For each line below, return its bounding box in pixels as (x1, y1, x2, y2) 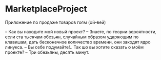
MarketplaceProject (5, 3, 87, 15)
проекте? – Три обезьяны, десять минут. (5, 49, 89, 55)
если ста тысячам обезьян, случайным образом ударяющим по (5, 34, 139, 40)
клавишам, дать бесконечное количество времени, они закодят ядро (5, 39, 151, 45)
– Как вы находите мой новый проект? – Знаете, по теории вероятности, (5, 29, 157, 34)
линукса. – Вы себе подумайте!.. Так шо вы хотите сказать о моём (5, 44, 144, 50)
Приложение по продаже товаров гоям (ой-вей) (5, 19, 106, 25)
